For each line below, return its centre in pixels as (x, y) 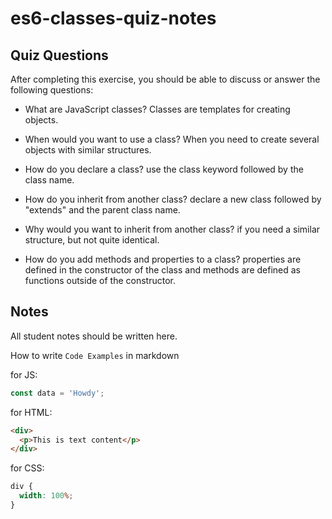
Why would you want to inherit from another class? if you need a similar (172, 229)
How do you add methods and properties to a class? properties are (163, 259)
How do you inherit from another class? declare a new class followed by (173, 199)
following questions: (52, 90)
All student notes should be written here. (94, 336)
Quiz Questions (59, 55)
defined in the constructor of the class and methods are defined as (162, 270)
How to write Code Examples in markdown (95, 355)
